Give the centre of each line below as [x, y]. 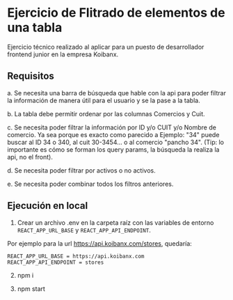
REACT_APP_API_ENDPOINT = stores [56, 262]
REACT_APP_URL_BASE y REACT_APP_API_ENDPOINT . [84, 230]
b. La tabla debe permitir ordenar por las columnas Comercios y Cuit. [106, 113]
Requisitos [31, 76]
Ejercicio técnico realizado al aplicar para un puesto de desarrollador [106, 47]
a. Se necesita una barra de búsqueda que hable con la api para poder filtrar [116, 93]
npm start [31, 289]
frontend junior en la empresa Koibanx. [63, 54]
